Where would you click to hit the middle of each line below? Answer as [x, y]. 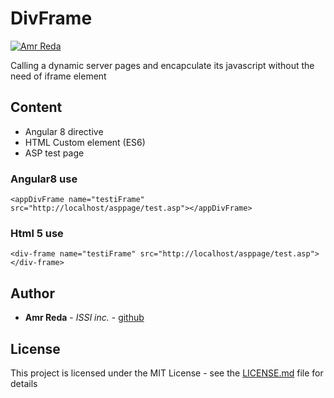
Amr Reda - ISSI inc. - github [84, 318]
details [24, 383]
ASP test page [54, 153]
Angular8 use [44, 179]
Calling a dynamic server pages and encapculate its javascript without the [162, 65]
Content [36, 107]
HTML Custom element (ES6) [85, 142]
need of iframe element [58, 76]
